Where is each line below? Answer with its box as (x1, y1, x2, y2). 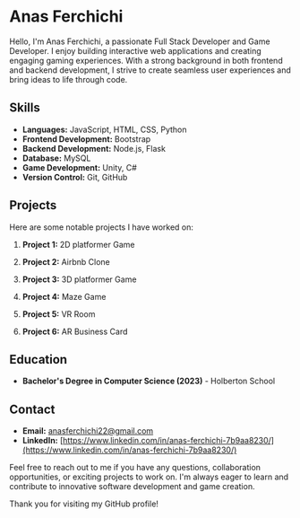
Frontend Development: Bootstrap (21, 133, 151, 145)
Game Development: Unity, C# (21, 162, 137, 172)
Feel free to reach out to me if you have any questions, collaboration (9, 462, 261, 473)
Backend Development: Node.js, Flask (21, 143, 166, 154)
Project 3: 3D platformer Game (21, 274, 137, 285)
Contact (9, 401, 56, 417)
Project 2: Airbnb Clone (21, 256, 110, 267)
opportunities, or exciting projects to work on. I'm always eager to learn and (9, 471, 289, 482)
